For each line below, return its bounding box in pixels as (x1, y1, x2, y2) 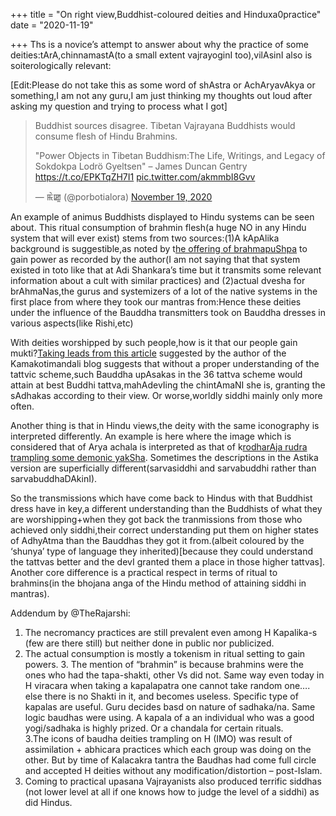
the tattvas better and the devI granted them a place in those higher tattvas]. (10, 556, 326, 568)
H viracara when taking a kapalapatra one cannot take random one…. (24, 680, 311, 691)
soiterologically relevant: (10, 60, 112, 71)
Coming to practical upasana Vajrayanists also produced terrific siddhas (24, 775, 322, 787)
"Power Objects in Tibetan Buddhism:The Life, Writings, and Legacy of (34, 150, 326, 161)
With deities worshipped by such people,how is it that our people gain (10, 337, 298, 348)
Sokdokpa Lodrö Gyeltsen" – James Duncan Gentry (34, 160, 248, 172)
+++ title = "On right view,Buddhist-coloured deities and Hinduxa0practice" (10, 9, 322, 20)
